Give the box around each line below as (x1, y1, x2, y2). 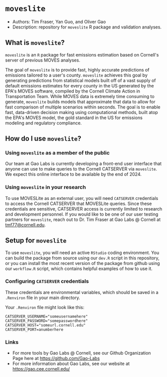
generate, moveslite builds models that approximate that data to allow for (5, 98, 156, 104)
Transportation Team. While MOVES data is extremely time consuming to (5, 93, 155, 99)
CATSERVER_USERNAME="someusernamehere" (5, 314, 88, 319)
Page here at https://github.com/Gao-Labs (12, 355, 100, 361)
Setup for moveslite (5, 236, 67, 245)
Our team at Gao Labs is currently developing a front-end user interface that (5, 160, 162, 166)
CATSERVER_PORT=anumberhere (5, 327, 64, 332)
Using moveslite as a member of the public (5, 149, 110, 156)
